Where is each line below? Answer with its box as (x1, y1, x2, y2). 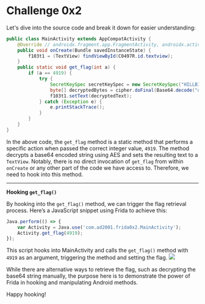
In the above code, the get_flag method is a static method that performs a (6, 138, 193, 145)
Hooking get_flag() (6, 188, 57, 196)
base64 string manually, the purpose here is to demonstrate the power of (6, 272, 190, 279)
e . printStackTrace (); (49, 104, 105, 110)
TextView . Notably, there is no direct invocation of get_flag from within (6, 158, 184, 165)
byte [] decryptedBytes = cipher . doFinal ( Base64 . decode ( (49, 87, 195, 93)
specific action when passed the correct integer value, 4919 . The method (6, 145, 190, 152)
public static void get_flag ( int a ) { (17, 64, 116, 70)
